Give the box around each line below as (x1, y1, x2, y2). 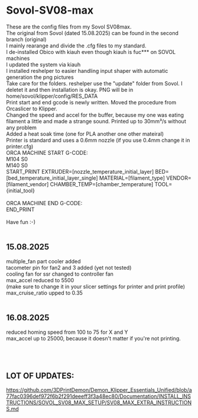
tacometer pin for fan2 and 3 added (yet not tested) (6, 264, 132, 271)
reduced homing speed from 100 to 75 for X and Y (6, 328, 128, 336)
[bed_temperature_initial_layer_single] (6, 174, 99, 181)
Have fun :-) (6, 218, 36, 225)
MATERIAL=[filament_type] (99, 174, 165, 181)
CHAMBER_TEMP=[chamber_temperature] (50, 180, 154, 187)
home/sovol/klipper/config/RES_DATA (6, 92, 98, 100)
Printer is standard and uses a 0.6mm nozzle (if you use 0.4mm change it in (6, 136, 190, 143)
